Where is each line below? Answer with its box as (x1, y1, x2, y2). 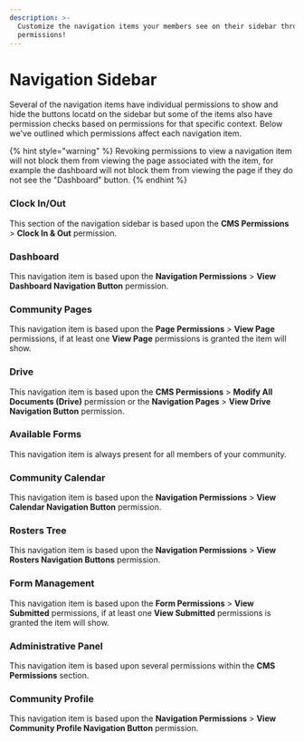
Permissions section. (9, 669, 90, 680)
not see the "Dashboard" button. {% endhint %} (9, 174, 188, 186)
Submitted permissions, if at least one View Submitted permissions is (9, 607, 271, 618)
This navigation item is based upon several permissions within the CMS (9, 659, 276, 671)
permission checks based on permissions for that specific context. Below (9, 119, 283, 130)
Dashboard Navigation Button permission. (9, 280, 169, 291)
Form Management (9, 577, 95, 590)
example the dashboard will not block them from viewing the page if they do (9, 165, 294, 176)
